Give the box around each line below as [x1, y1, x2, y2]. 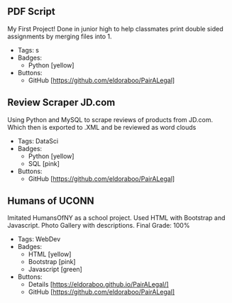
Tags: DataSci [17, 136, 59, 145]
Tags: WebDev [17, 235, 61, 243]
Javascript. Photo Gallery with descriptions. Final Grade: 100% [7, 221, 190, 230]
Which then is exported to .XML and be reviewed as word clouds [7, 123, 197, 131]
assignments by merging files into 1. [7, 32, 112, 40]
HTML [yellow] [28, 250, 72, 258]
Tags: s [17, 45, 40, 54]
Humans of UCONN [7, 195, 94, 207]
